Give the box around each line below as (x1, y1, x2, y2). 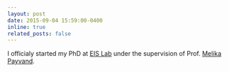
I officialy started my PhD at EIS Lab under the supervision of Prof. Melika (7, 49, 222, 58)
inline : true (7, 23, 46, 30)
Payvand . (7, 57, 35, 66)
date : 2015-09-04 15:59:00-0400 (7, 17, 103, 24)
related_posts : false (7, 30, 72, 37)
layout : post (7, 10, 46, 18)
